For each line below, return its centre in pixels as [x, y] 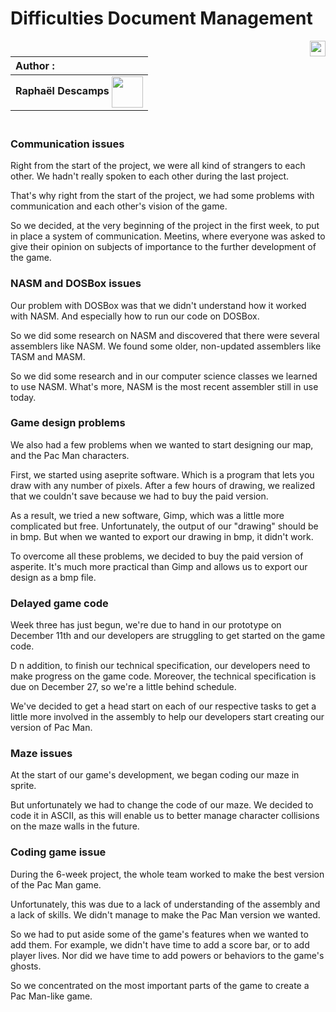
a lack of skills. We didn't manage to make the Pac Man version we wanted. [165, 914]
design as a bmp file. [53, 577]
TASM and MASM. [48, 356]
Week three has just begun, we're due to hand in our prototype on [146, 625]
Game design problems [68, 423]
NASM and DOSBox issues [76, 284]
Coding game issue [58, 852]
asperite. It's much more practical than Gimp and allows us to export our [159, 566]
